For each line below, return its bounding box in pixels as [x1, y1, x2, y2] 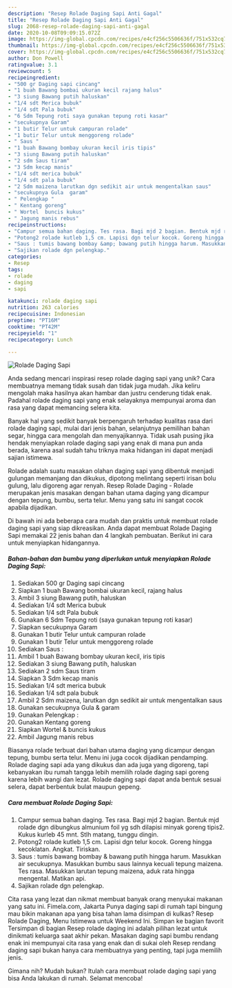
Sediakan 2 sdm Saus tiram [17, 667, 96, 675]
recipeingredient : [8, 74, 61, 81]
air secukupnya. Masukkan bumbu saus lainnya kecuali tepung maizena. [17, 860, 223, 868]
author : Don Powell [8, 55, 64, 62]
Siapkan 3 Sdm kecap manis [17, 674, 98, 682]
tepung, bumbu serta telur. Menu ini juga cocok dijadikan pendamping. [8, 753, 209, 761]
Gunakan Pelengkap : [17, 711, 78, 719]
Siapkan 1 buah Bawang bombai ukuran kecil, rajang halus [17, 587, 183, 595]
